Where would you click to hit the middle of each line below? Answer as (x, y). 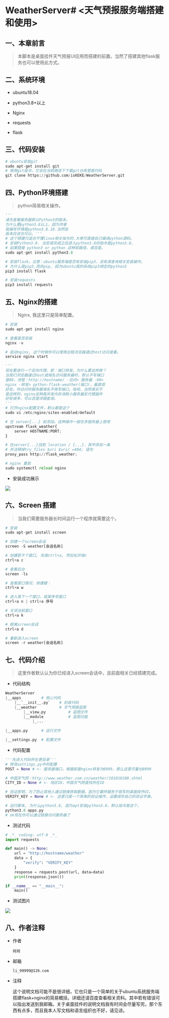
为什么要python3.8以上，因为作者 (36, 224)
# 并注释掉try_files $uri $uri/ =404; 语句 (49, 450)
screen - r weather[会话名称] (34, 643)
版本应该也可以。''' (24, 234)
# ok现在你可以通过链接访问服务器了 (38, 815)
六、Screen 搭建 (31, 505)
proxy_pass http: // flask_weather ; (41, 454)
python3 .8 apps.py (24, 810)
